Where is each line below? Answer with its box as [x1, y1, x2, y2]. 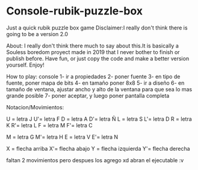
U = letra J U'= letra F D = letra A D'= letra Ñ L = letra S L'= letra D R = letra [6, 115, 193, 123]
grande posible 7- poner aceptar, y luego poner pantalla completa [6, 92, 170, 99]
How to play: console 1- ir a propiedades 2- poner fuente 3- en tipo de [6, 73, 181, 80]
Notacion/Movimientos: [6, 103, 64, 111]
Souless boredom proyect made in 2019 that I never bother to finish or [6, 48, 180, 55]
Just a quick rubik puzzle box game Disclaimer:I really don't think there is [6, 24, 188, 31]
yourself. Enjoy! [6, 61, 45, 68]
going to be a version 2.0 [6, 30, 68, 37]
